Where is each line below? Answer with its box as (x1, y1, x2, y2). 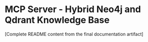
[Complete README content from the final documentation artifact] (5, 31, 143, 37)
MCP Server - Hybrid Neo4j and (5, 4, 141, 15)
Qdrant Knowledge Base (5, 14, 110, 26)
